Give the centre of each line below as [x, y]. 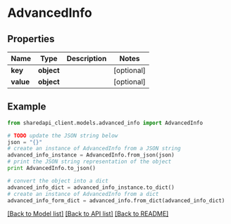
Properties [31, 39]
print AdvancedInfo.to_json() [52, 169]
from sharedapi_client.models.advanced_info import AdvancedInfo [105, 123]
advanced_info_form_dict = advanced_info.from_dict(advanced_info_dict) [116, 200]
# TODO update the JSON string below [63, 136]
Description [87, 59]
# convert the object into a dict [58, 180]
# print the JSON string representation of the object [89, 162]
